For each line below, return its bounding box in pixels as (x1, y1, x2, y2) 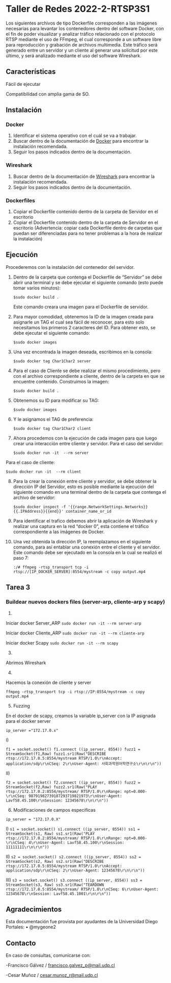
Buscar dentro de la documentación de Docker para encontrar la (13, 138, 149, 144)
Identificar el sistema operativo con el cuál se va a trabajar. (13, 132, 137, 139)
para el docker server (6, 718, 51, 724)
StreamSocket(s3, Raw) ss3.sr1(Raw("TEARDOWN (6, 882, 104, 887)
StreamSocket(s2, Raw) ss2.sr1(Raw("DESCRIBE (6, 859, 104, 864)
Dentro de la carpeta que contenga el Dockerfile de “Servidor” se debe (13, 274, 162, 280)
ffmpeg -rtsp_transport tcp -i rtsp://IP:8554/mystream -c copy (6, 689, 145, 694)
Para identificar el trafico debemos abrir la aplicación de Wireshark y (13, 517, 157, 524)
